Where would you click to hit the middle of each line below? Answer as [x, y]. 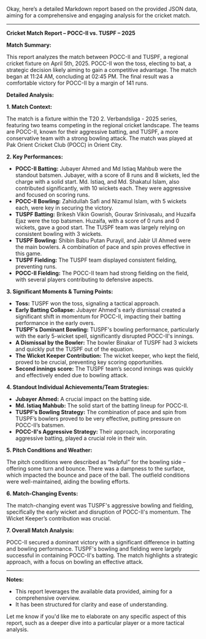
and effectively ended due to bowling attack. [71, 375]
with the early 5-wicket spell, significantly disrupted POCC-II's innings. [105, 336]
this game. [29, 253]
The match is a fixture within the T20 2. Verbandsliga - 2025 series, [92, 119]
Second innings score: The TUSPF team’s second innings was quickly [104, 369]
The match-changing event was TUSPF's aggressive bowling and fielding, [100, 505]
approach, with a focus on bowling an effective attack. [75, 562]
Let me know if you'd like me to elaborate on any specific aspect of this [97, 616]
